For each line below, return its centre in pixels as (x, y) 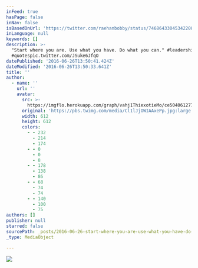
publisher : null (26, 221)
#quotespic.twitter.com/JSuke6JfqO (55, 56)
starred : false (25, 226)
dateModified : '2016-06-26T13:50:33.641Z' (59, 67)
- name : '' (25, 83)
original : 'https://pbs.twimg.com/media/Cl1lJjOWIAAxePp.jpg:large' (108, 111)
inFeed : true (22, 12)
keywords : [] (22, 39)
